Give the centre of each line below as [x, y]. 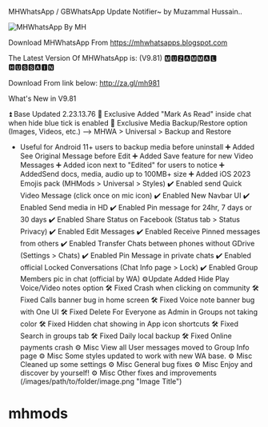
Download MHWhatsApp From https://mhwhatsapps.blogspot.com [118, 42]
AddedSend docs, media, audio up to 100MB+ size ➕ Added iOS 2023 [135, 174]
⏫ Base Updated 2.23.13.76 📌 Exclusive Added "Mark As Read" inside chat [130, 114]
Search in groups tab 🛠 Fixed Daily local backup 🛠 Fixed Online [126, 336]
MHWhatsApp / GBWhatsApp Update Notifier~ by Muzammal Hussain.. [125, 12]
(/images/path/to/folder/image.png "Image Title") [101, 381]
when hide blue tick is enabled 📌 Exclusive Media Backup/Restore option [128, 123]
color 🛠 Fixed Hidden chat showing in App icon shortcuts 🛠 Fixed [129, 324]
